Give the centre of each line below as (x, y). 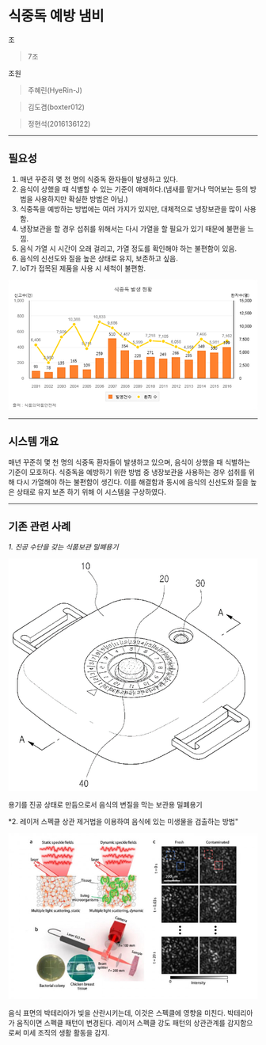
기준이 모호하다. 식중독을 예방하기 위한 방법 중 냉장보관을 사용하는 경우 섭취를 (127, 472)
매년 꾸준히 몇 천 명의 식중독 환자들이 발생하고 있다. (99, 179)
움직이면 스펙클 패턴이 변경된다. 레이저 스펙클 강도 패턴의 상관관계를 (121, 1023)
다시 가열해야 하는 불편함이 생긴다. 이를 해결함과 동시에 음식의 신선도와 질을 (133, 482)
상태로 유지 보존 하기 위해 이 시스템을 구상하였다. (91, 492)
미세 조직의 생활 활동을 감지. (66, 1033)
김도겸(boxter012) (56, 107)
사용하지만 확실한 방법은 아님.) (81, 199)
